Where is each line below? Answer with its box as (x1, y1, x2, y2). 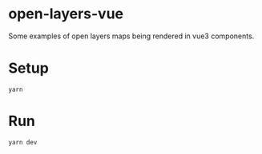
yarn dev (8, 138, 38, 146)
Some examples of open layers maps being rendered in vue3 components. (8, 31, 255, 41)
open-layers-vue (8, 5, 124, 23)
